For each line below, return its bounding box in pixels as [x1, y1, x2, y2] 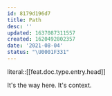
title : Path [7, 17, 41, 23]
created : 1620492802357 [7, 36, 76, 43]
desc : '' [7, 23, 32, 30]
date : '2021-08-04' [7, 42, 64, 49]
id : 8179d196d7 [7, 10, 51, 17]
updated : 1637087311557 [7, 29, 76, 37]
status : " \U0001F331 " [7, 49, 70, 56]
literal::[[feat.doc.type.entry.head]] [7, 67, 106, 76]
